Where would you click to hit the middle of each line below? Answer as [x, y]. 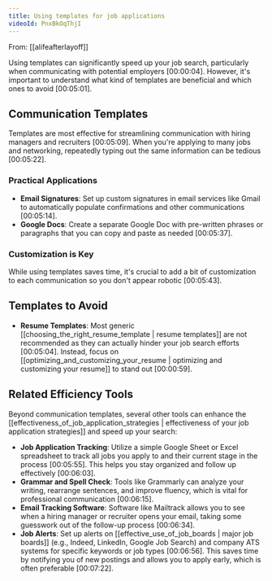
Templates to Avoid [58, 306]
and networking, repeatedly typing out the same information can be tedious [135, 151]
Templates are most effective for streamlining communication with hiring [130, 133]
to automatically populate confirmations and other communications [132, 207]
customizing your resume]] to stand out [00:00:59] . [106, 369]
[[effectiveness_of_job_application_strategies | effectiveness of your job [129, 422]
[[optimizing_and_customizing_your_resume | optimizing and [121, 360]
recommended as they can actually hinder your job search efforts [130, 343]
